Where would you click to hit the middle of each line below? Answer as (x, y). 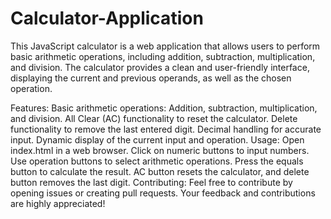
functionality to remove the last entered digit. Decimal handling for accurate (166, 129)
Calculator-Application (107, 18)
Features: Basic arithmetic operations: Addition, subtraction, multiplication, (164, 108)
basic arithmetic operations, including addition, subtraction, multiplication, (163, 56)
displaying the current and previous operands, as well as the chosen (151, 78)
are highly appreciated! (58, 203)
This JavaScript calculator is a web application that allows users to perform (165, 46)
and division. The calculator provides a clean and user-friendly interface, (160, 67)
